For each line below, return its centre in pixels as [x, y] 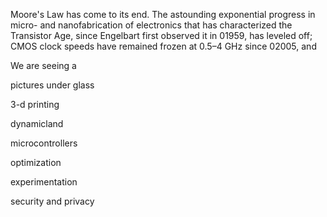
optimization [36, 162]
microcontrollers [44, 143]
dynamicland [37, 123]
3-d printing [35, 104]
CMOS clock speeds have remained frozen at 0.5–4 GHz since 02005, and [163, 46]
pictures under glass [52, 85]
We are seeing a [43, 65]
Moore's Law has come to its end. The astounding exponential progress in [163, 14]
